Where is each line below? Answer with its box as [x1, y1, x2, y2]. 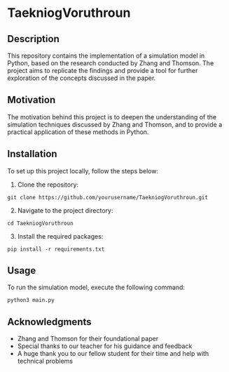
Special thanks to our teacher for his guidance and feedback [17, 342, 193, 350]
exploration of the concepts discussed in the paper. [7, 74, 156, 82]
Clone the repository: [17, 180, 79, 189]
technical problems [17, 357, 74, 366]
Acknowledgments [7, 316, 92, 328]
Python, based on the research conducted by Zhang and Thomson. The [7, 59, 214, 67]
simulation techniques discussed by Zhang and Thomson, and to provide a [7, 120, 223, 128]
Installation [7, 148, 57, 160]
